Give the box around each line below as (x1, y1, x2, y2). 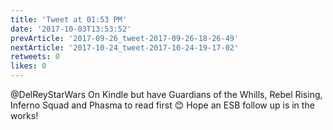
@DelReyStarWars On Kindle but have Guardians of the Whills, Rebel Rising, (10, 89, 323, 100)
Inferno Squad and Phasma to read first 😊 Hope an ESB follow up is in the (10, 99, 315, 111)
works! (10, 110, 39, 121)
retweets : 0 (10, 52, 60, 62)
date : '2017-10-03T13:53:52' (10, 24, 132, 34)
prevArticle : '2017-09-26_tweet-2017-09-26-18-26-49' (10, 33, 240, 43)
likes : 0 (10, 61, 47, 71)
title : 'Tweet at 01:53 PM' (10, 14, 128, 25)
